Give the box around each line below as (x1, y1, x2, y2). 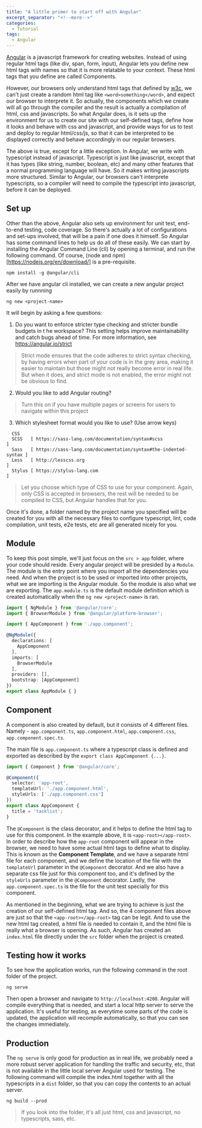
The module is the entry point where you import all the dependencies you (6, 567, 189, 575)
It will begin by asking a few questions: (6, 309, 103, 316)
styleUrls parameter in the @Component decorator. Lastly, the (6, 876, 156, 883)
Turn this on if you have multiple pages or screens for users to (21, 401, 176, 408)
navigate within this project (21, 407, 89, 414)
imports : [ (11, 654, 39, 660)
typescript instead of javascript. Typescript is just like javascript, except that (6, 154, 195, 161)
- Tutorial (11, 25, 39, 32)
